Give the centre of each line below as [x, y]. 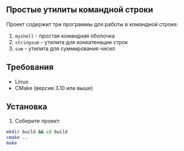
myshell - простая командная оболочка [65, 36]
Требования [30, 67]
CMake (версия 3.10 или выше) [54, 88]
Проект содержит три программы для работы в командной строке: [92, 24]
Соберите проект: [38, 121]
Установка [27, 107]
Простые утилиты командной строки [80, 10]
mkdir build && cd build [37, 132]
